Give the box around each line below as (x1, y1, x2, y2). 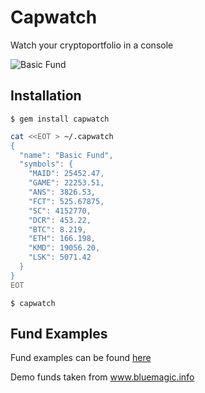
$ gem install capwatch (10, 114, 110, 124)
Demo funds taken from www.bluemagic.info (10, 371, 195, 383)
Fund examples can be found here (10, 352, 152, 364)
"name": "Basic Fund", (19, 150, 114, 160)
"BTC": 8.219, (28, 224, 87, 235)
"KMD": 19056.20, (28, 243, 101, 253)
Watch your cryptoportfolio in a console (10, 39, 174, 51)
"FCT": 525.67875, (28, 196, 105, 206)
